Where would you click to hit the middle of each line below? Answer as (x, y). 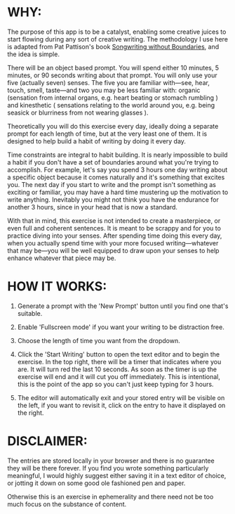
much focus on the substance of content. (67, 504)
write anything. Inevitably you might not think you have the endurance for (113, 199)
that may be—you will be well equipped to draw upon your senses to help (113, 250)
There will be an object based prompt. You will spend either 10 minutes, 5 (113, 68)
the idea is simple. (33, 54)
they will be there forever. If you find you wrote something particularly (108, 468)
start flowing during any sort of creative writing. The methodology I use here (118, 39)
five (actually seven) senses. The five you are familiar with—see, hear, (109, 82)
